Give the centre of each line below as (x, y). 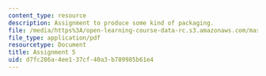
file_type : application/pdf (55, 38)
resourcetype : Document (47, 45)
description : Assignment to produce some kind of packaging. (111, 23)
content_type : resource (47, 15)
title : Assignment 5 (42, 52)
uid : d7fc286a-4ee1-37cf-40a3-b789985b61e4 (81, 60)
